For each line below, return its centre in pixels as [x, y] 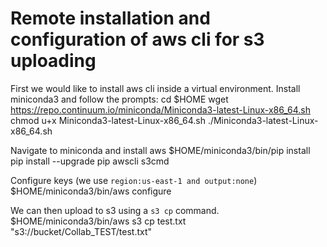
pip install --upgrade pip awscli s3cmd [90, 161]
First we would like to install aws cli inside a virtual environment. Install [155, 88]
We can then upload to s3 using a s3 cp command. [115, 210]
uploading [53, 61]
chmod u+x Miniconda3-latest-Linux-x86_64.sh [108, 120]
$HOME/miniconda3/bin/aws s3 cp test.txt [98, 221]
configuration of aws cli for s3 [137, 39]
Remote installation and [110, 18]
